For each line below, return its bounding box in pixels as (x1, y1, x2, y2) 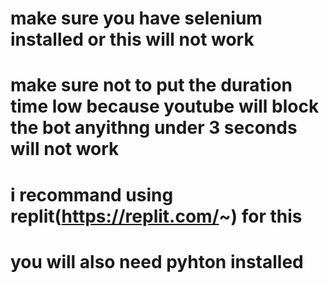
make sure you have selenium (10, 7, 263, 30)
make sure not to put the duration (10, 74, 293, 97)
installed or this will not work (10, 28, 255, 51)
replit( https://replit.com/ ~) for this (10, 205, 303, 227)
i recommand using (10, 183, 174, 206)
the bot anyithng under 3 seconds (10, 117, 298, 139)
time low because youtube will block (10, 95, 320, 118)
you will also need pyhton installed (10, 250, 304, 273)
